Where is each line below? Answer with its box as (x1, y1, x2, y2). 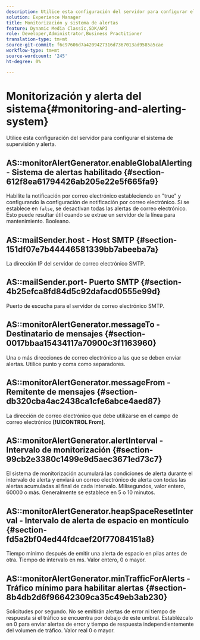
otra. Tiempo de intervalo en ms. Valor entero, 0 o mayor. (6, 556, 146, 563)
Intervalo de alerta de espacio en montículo (24, 516, 189, 526)
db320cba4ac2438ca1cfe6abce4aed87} (6, 397, 162, 407)
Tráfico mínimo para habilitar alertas (6, 583, 144, 593)
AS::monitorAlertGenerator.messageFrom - (6, 377, 171, 388)
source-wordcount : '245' (6, 53, 68, 59)
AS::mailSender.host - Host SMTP (6, 235, 135, 245)
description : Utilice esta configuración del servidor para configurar (6, 8, 187, 15)
